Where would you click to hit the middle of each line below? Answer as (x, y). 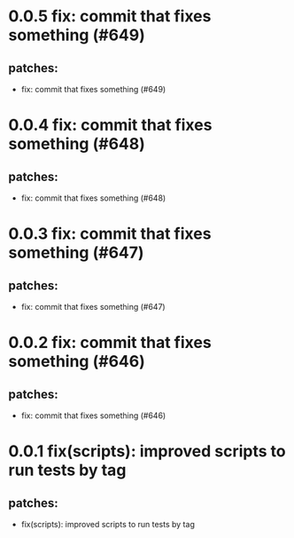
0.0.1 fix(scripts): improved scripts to (147, 451)
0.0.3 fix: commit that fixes (110, 234)
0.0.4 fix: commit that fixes (110, 125)
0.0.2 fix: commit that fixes (110, 343)
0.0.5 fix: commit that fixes (110, 16)
